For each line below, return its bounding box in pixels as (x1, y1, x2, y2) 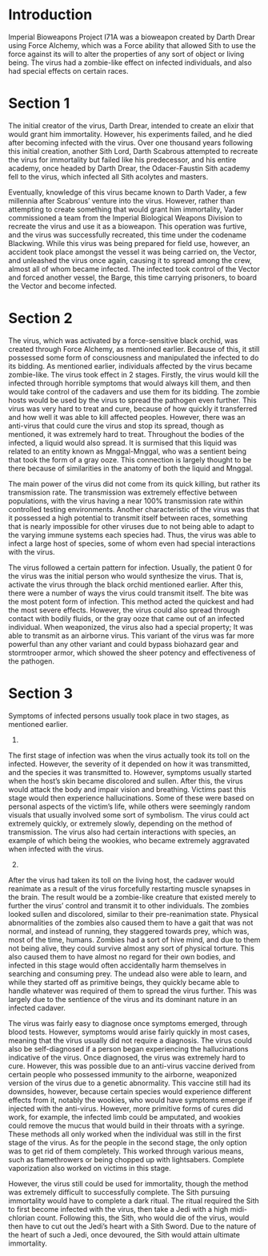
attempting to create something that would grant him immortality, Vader (8, 204, 244, 214)
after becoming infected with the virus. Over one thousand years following (8, 138, 254, 147)
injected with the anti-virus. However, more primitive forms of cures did (8, 1104, 243, 1113)
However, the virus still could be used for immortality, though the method (8, 1178, 249, 1188)
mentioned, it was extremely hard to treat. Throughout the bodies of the (8, 429, 245, 438)
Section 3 (8, 685, 74, 702)
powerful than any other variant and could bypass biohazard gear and (8, 639, 238, 648)
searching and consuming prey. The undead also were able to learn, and (8, 968, 247, 979)
